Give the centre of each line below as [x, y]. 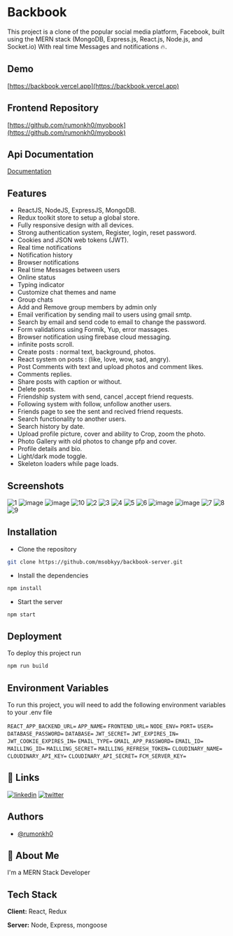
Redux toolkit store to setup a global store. [78, 218]
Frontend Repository [53, 108]
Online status [36, 277]
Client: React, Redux [37, 911]
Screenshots [36, 486]
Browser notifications [48, 262]
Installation [32, 532]
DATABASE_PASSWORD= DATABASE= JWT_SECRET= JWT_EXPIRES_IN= [93, 734]
